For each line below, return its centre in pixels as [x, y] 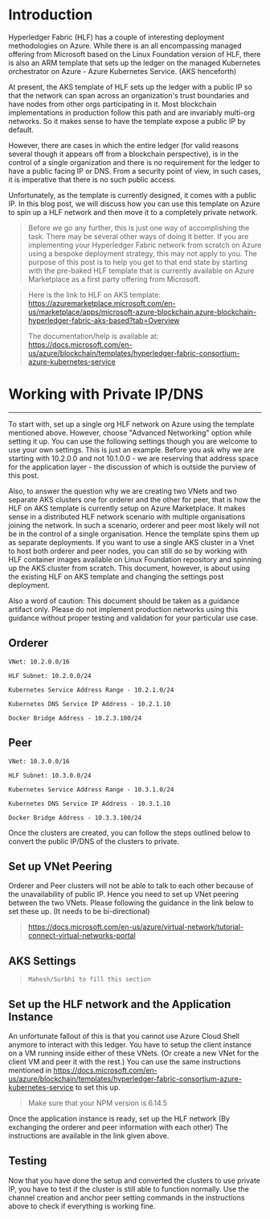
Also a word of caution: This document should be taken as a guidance [124, 601]
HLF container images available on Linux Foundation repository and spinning [135, 559]
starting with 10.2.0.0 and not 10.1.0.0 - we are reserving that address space [133, 458]
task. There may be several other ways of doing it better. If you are [138, 236]
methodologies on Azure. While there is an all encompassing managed [125, 45]
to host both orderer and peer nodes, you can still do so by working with [128, 551]
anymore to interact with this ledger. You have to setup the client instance [130, 1044]
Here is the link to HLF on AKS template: [94, 295]
